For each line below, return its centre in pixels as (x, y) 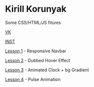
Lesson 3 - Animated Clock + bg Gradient (47, 70)
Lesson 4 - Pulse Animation (33, 79)
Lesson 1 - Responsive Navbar (36, 51)
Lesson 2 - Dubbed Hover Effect (38, 60)
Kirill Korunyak (36, 9)
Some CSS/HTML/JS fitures (33, 22)
